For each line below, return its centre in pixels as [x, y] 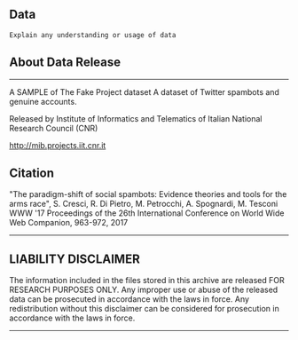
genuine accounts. [43, 101]
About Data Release [65, 63]
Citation [32, 174]
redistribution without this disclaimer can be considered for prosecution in [144, 309]
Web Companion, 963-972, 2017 [69, 223]
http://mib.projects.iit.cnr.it [58, 145]
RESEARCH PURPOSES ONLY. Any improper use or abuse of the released [144, 290]
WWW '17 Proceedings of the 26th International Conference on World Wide [147, 213]
